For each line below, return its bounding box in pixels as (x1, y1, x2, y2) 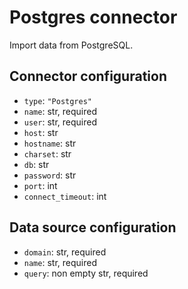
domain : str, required (23, 246, 107, 258)
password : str (23, 169, 77, 181)
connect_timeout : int (23, 190, 107, 202)
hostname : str (23, 137, 77, 149)
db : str (23, 158, 50, 170)
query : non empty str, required (23, 267, 149, 279)
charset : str (23, 147, 72, 160)
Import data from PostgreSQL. (9, 39, 134, 51)
